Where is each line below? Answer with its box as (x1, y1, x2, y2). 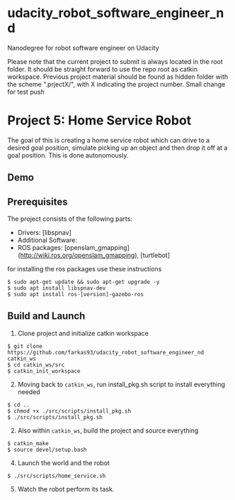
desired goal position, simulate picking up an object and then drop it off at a (7, 143, 228, 152)
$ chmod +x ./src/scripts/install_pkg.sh (7, 407, 132, 415)
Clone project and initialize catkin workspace (17, 329, 149, 337)
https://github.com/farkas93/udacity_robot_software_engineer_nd (7, 349, 204, 356)
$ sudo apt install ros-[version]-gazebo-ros (7, 291, 144, 298)
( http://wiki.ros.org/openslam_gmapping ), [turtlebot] (17, 251, 171, 260)
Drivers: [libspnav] (17, 229, 72, 237)
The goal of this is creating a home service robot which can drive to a (7, 136, 210, 144)
